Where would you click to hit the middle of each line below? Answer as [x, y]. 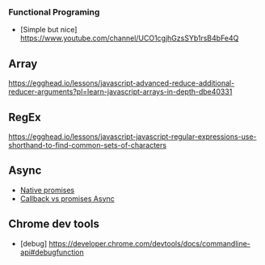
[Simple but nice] [48, 30]
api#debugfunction [52, 252]
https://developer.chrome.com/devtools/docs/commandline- [149, 243]
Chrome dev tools [54, 224]
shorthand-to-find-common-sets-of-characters [88, 145]
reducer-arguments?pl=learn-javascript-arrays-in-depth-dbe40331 [120, 92]
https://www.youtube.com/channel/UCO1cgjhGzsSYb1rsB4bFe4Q [129, 38]
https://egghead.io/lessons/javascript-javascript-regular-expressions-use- [132, 137]
